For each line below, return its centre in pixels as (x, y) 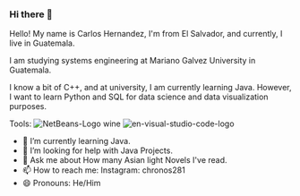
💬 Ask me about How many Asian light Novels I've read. (124, 160)
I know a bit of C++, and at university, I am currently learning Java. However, (150, 88)
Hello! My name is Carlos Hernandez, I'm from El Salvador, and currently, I (146, 34)
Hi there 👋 (31, 14)
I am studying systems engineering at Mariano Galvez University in (133, 61)
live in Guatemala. (42, 43)
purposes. (28, 107)
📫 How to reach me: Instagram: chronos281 (103, 170)
